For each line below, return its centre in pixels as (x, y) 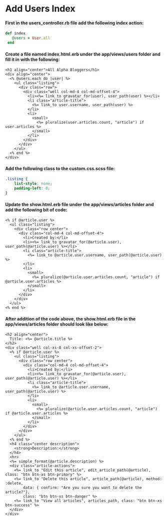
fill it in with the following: (32, 59)
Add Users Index (40, 9)
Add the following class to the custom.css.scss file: (60, 168)
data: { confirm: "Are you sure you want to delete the (82, 488)
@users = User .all (31, 38)
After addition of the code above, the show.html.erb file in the (70, 318)
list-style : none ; (33, 184)
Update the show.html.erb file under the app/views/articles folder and (79, 204)
